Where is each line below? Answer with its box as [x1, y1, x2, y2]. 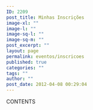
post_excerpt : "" [6, 43, 50, 49]
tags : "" [6, 70, 28, 76]
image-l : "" [6, 25, 36, 32]
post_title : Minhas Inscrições [6, 14, 85, 20]
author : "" [6, 76, 34, 82]
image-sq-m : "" [6, 37, 44, 43]
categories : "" [6, 64, 44, 71]
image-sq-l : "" [6, 31, 44, 37]
